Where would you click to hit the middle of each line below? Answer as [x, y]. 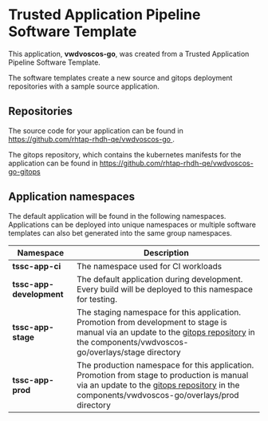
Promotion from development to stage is [152, 322]
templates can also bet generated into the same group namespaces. [120, 232]
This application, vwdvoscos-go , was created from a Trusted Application [129, 54]
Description [166, 252]
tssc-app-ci [37, 266]
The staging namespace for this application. [159, 312]
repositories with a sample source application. [84, 86]
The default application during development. [160, 279]
